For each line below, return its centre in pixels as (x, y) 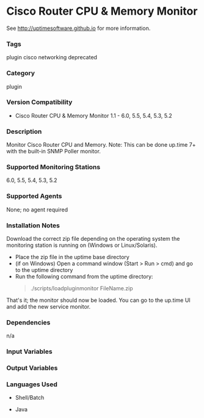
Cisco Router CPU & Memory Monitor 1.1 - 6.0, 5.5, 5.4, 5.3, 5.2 (93, 116)
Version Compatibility (39, 102)
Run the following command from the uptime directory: (84, 277)
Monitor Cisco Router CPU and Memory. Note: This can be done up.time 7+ (101, 145)
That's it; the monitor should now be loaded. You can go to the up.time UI (98, 300)
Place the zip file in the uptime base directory (72, 257)
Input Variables (30, 351)
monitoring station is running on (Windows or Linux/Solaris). (82, 245)
